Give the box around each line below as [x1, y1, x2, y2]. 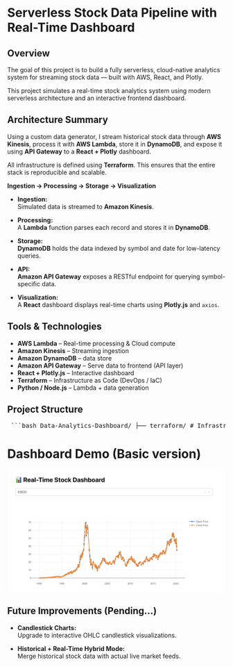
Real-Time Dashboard [7, 19, 135, 35]
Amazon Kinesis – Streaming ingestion [17, 346, 130, 355]
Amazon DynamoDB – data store [17, 354, 112, 362]
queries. [17, 252, 42, 260]
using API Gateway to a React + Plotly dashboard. [7, 147, 151, 156]
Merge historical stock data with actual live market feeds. [17, 652, 181, 660]
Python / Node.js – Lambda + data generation [17, 384, 149, 392]
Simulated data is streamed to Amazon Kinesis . [17, 202, 154, 211]
